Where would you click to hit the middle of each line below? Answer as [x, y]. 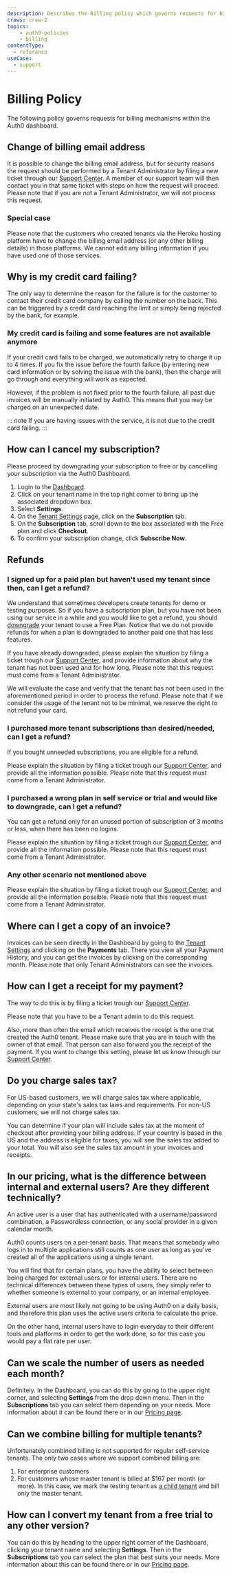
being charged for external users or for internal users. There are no [102, 1278]
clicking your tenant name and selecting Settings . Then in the [95, 1549]
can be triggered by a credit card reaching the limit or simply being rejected [114, 308]
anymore [22, 342]
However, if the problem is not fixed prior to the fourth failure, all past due [111, 392]
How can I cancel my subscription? [84, 449]
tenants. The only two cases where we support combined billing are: [104, 1458]
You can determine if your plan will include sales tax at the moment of [106, 1125]
